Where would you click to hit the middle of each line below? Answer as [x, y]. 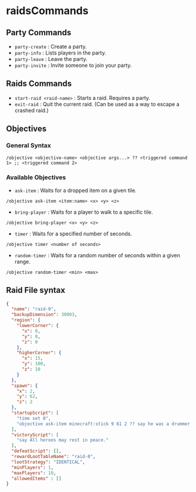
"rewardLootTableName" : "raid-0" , [53, 457]
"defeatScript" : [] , [36, 451]
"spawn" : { [25, 386]
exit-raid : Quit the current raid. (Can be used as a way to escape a [97, 104]
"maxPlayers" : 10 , [34, 473]
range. [22, 261]
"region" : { [26, 320]
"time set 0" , [34, 418]
